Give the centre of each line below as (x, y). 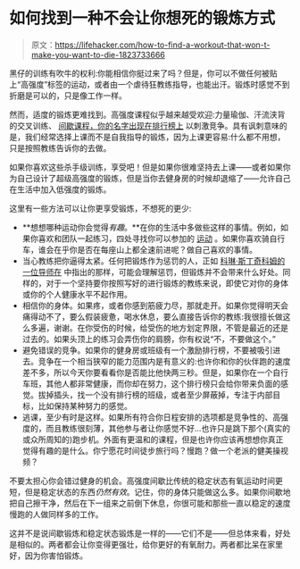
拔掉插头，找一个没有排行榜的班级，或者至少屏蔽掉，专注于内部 (155, 395)
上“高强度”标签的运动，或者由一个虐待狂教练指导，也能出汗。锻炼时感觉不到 (150, 84)
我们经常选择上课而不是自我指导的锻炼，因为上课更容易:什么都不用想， (155, 137)
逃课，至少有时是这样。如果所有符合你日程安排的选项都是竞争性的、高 (151, 417)
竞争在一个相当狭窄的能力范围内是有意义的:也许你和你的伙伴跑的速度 (164, 361)
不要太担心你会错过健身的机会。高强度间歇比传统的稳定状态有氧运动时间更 (146, 481)
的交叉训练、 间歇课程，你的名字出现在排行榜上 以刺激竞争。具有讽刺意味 (144, 125)
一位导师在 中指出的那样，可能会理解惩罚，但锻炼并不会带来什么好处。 (152, 272)
